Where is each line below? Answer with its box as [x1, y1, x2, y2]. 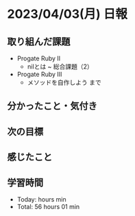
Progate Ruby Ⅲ [16, 70, 62, 78]
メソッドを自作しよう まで [27, 78, 101, 86]
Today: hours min [16, 195, 66, 203]
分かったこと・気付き [7, 100, 97, 112]
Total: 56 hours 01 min [16, 202, 80, 211]
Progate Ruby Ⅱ [16, 54, 61, 62]
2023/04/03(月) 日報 [7, 6, 128, 22]
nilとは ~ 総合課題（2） [27, 62, 94, 71]
